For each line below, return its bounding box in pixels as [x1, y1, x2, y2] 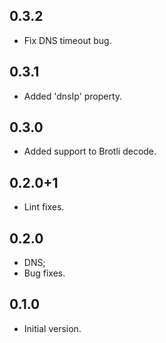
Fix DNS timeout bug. [23, 34, 112, 46]
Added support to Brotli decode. [23, 145, 157, 158]
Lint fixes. [23, 201, 65, 213]
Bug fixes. [23, 267, 66, 279]
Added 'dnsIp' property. [23, 90, 123, 102]
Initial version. [23, 322, 82, 334]
